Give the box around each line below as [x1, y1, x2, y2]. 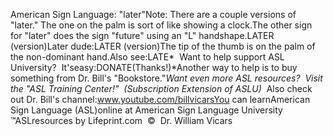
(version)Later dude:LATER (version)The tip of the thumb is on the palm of [10, 40, 316, 52]
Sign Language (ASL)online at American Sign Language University [10, 104, 283, 116]
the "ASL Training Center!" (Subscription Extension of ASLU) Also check [10, 83, 313, 94]
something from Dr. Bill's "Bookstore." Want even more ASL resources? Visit [10, 72, 323, 84]
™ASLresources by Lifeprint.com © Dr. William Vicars [10, 115, 233, 126]
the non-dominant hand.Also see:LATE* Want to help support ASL [10, 51, 285, 63]
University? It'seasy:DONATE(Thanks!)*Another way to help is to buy [10, 62, 298, 73]
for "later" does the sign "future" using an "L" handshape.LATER [10, 30, 275, 41]
